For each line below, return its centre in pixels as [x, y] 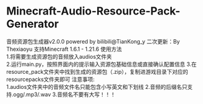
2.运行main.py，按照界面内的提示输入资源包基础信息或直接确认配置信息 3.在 [101, 64]
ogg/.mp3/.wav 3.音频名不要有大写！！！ [64, 94]
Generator [33, 24]
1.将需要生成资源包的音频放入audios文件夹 [59, 56]
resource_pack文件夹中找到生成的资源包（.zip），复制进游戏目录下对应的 [97, 71]
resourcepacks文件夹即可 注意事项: [51, 79]
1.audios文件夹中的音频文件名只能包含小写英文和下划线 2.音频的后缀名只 [97, 86]
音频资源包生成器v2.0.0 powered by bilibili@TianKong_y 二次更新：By [93, 41]
